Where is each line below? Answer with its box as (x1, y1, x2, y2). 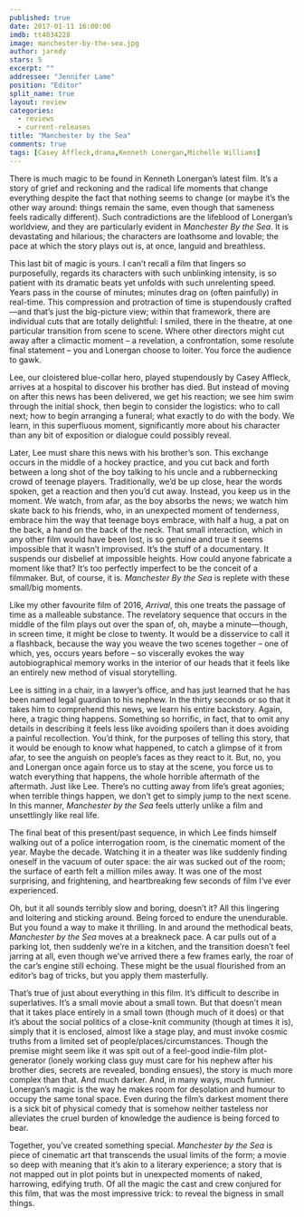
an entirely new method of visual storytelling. (9, 667, 177, 678)
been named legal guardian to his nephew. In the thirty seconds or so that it (9, 694, 291, 705)
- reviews (17, 114, 54, 123)
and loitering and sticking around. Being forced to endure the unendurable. (9, 912, 288, 922)
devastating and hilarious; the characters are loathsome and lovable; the (9, 230, 279, 241)
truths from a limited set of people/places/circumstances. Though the (9, 1035, 269, 1047)
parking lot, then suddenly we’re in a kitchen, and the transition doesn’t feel (9, 941, 290, 951)
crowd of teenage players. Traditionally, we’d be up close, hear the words (9, 476, 283, 487)
